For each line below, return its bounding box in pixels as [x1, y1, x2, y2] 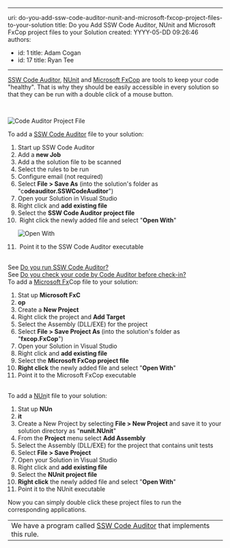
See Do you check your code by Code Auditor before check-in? [8, 271, 186, 278]
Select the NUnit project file [17, 471, 98, 478]
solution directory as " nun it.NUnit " [17, 427, 117, 435]
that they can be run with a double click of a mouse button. [8, 90, 173, 98]
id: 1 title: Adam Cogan [17, 49, 81, 57]
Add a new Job [17, 151, 61, 158]
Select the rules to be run [17, 165, 89, 173]
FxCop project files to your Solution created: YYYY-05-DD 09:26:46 [8, 28, 199, 36]
